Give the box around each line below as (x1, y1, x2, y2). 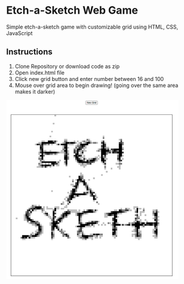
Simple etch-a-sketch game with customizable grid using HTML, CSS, (6, 23, 179, 30)
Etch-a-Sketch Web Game (6, 4, 139, 17)
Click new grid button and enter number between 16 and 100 (14, 75, 164, 82)
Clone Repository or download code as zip (14, 63, 120, 70)
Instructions (6, 47, 53, 57)
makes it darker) (14, 88, 56, 95)
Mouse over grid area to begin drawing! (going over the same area (14, 82, 179, 89)
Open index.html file (14, 69, 65, 76)
